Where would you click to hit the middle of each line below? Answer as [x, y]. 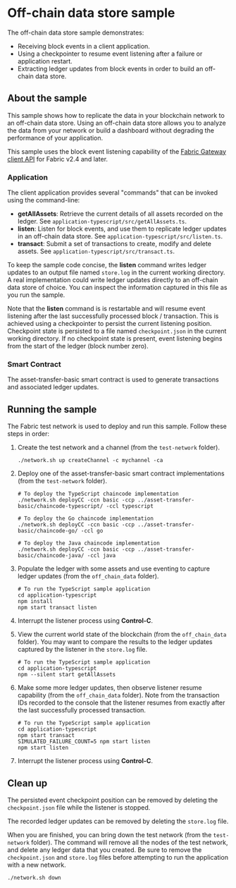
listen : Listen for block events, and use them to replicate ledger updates [122, 229]
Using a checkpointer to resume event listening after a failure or [110, 54]
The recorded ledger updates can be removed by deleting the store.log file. [118, 821]
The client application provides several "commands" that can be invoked [113, 193]
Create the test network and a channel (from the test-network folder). [119, 448]
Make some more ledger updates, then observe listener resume [110, 688]
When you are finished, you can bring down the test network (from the [110, 834]
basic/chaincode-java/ [51, 556]
